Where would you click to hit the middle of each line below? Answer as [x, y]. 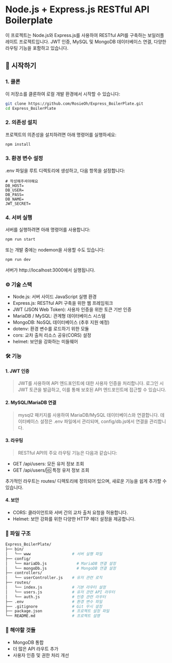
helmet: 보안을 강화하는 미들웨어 [45, 342]
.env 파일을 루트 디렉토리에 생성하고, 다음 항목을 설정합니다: [65, 170]
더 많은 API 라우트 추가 [35, 649]
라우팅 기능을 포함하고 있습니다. [37, 48]
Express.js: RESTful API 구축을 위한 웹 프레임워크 [63, 303]
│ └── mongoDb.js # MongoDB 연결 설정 [61, 568]
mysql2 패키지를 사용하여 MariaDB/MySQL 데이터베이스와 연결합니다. [88, 415]
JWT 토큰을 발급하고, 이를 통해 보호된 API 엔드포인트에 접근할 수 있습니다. [92, 390]
